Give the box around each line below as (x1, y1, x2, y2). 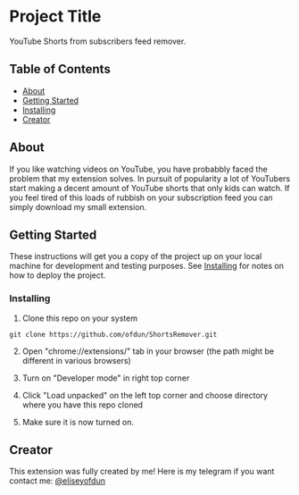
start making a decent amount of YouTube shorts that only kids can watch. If (9, 182, 290, 193)
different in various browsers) (21, 355, 131, 365)
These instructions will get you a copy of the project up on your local (9, 251, 262, 262)
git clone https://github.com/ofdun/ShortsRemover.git (9, 330, 218, 339)
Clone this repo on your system (21, 313, 138, 323)
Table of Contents (9, 62, 112, 77)
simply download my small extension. (9, 201, 147, 212)
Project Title (9, 6, 102, 27)
